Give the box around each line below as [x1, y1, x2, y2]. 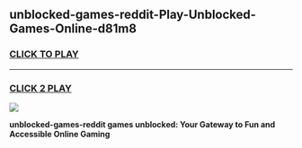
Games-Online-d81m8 [9, 22, 138, 37]
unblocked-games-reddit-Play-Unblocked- [9, 7, 256, 22]
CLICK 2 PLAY [9, 82, 72, 94]
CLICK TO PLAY [9, 48, 79, 61]
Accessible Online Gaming [9, 128, 111, 139]
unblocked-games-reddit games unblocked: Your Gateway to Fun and [9, 118, 276, 129]
